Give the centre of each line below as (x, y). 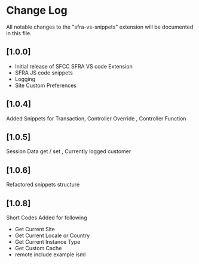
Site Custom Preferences (45, 85)
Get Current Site (35, 229)
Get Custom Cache (38, 248)
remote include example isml (50, 254)
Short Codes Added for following (47, 218)
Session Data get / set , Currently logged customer (69, 151)
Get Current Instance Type (48, 242)
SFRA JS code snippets (44, 73)
